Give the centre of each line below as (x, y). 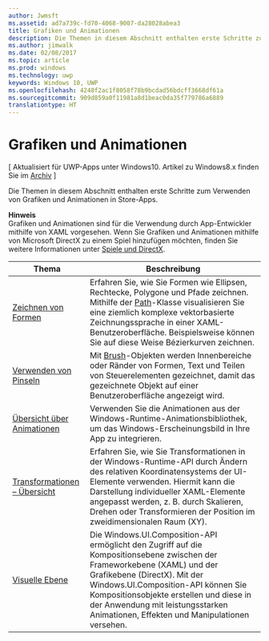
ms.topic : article (39, 61)
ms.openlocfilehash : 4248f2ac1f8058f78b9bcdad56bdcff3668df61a (116, 90)
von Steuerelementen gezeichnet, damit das (172, 376)
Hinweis (22, 215)
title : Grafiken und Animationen (64, 30)
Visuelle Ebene (40, 580)
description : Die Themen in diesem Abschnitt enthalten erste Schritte (130, 38)
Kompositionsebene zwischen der (153, 555)
